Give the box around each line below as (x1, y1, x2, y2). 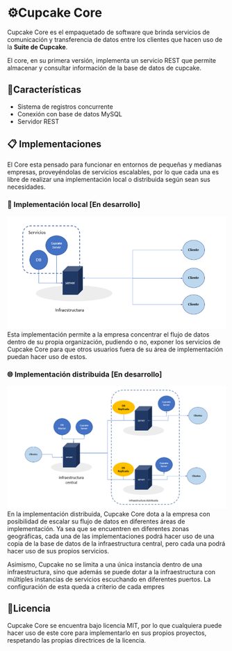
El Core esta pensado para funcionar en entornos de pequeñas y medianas (7, 160, 222, 169)
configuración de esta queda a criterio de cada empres (7, 582, 165, 590)
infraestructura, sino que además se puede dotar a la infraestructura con (7, 567, 216, 576)
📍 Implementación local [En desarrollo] (7, 200, 141, 210)
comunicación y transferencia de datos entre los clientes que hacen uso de (7, 35, 223, 43)
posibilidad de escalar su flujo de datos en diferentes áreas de (7, 517, 185, 526)
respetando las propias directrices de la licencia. (7, 636, 147, 644)
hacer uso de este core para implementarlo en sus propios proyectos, (7, 629, 207, 637)
